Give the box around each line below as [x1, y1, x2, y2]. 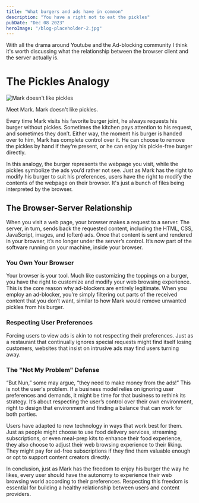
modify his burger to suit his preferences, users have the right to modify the [6, 173, 192, 180]
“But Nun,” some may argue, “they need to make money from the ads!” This [6, 379, 191, 386]
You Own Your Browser [6, 259, 74, 267]
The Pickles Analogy [6, 75, 110, 88]
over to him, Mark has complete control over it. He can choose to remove [6, 136, 185, 144]
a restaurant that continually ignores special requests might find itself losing [6, 338, 192, 345]
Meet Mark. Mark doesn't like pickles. [6, 106, 99, 113]
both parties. [6, 410, 37, 418]
